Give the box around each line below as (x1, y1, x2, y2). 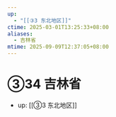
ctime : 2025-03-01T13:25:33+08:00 (7, 23, 110, 30)
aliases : (7, 30, 33, 38)
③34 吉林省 (7, 76, 81, 92)
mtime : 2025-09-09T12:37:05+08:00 (7, 43, 110, 50)
